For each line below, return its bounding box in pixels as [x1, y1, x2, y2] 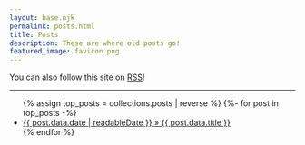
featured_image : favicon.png [9, 47, 120, 56]
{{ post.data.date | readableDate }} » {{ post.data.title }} [22, 117, 231, 128]
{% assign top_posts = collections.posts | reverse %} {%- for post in [22, 98, 280, 109]
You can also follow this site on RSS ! [9, 72, 145, 82]
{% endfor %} [22, 127, 75, 138]
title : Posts [9, 30, 59, 39]
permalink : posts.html [9, 22, 95, 31]
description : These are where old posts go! [9, 38, 181, 48]
